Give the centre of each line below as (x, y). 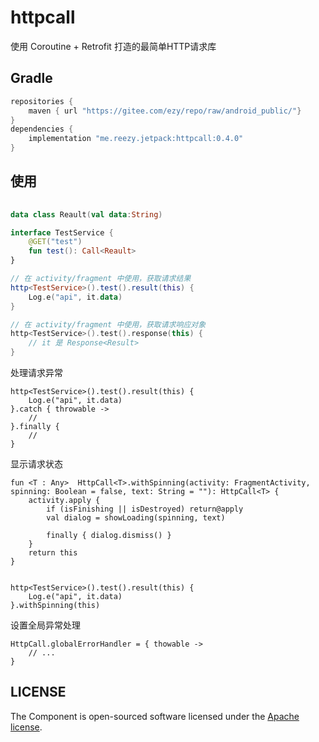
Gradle (31, 78)
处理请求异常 (36, 373)
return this (53, 553)
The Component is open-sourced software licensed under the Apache (155, 716)
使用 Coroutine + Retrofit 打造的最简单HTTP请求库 (113, 46)
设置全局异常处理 (45, 625)
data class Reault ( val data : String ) (86, 214)
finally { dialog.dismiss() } (109, 536)
